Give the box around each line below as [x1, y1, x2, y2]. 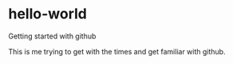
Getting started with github [8, 31, 97, 41]
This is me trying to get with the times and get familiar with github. [8, 46, 226, 56]
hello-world [8, 5, 88, 23]
